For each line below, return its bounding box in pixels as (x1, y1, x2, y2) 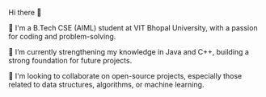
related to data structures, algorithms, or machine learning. (8, 80, 205, 89)
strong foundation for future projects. (8, 56, 133, 65)
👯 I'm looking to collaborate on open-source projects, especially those (8, 71, 243, 80)
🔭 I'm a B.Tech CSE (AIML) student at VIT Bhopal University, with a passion (8, 23, 258, 32)
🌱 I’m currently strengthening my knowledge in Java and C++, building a (8, 47, 249, 56)
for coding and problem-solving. (8, 32, 116, 41)
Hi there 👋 (8, 8, 42, 17)
